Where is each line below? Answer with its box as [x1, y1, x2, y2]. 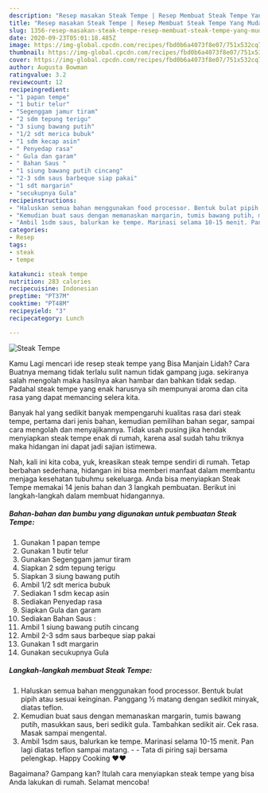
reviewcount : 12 [9, 78, 63, 86]
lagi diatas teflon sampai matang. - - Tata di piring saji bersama [20, 744, 228, 754]
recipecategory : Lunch [9, 314, 84, 322]
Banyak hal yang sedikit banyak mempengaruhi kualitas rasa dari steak [9, 407, 242, 418]
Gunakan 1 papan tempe [20, 538, 100, 547]
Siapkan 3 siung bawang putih [20, 571, 120, 581]
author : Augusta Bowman [9, 64, 88, 72]
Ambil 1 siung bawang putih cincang [20, 622, 139, 632]
